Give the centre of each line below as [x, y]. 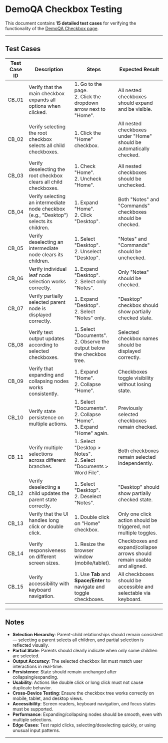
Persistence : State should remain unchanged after [64, 672]
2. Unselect [88, 251]
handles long [44, 520]
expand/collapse [138, 547]
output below [90, 348]
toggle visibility [136, 378]
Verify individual [48, 269]
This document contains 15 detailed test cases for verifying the [71, 23]
